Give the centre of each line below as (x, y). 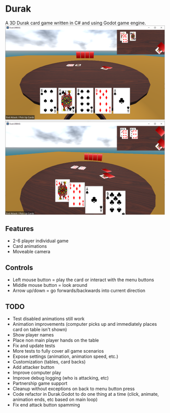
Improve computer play (37, 372)
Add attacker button (33, 367)
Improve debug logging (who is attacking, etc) (60, 378)
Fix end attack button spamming (46, 405)
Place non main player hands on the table (56, 340)
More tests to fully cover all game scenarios (58, 351)
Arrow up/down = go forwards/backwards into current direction (79, 291)
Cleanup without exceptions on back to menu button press (74, 389)
